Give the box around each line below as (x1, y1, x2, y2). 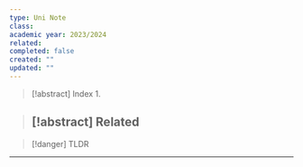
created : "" (9, 55, 54, 64)
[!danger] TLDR (31, 138, 89, 149)
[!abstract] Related (31, 115, 140, 130)
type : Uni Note (9, 13, 67, 23)
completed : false (9, 47, 75, 56)
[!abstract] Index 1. (31, 88, 101, 99)
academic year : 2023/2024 (9, 30, 106, 39)
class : (9, 22, 34, 31)
